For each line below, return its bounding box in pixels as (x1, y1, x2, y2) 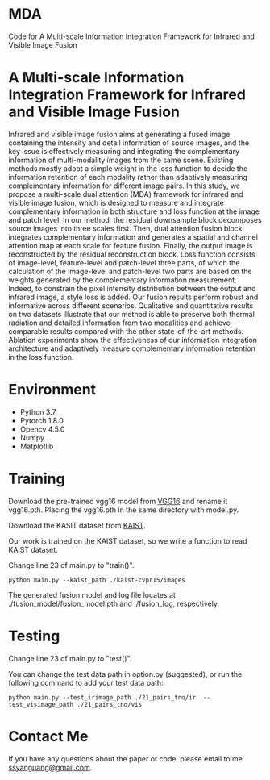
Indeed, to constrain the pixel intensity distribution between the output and (8, 283, 256, 293)
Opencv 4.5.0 (19, 424, 65, 434)
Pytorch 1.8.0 (19, 415, 64, 425)
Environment (8, 381, 97, 399)
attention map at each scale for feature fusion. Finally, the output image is (8, 240, 253, 250)
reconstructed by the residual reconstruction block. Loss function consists (8, 249, 255, 259)
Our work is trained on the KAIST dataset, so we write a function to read (8, 536, 247, 545)
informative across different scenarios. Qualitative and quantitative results (8, 300, 254, 311)
